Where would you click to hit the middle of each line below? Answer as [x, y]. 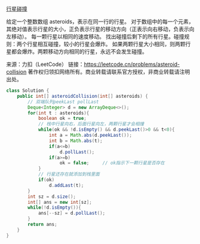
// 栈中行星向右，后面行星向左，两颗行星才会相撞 [91, 124]
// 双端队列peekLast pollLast [64, 102]
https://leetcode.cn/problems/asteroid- [132, 64]
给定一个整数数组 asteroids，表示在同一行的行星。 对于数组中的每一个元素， [100, 22]
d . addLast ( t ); [66, 185]
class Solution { [28, 91]
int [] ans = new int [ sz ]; [60, 202]
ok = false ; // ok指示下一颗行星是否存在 [112, 163]
